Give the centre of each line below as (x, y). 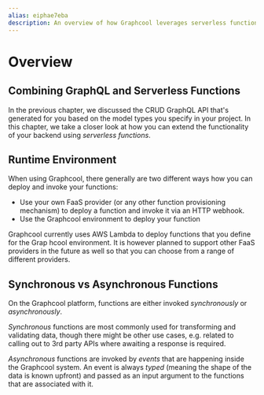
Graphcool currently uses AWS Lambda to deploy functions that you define (130, 234)
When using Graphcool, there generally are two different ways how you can (130, 179)
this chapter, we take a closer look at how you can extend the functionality (128, 126)
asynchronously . (35, 311)
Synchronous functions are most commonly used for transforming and (122, 327)
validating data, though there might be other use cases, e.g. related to (121, 335)
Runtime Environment (62, 160)
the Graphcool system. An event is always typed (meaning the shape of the (130, 367)
